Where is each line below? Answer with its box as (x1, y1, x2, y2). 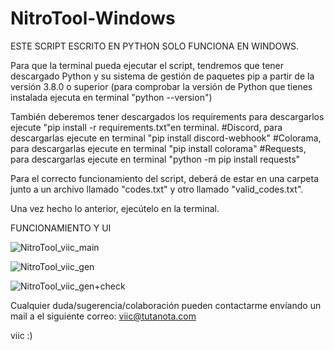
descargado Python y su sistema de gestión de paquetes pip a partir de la (10, 70, 315, 82)
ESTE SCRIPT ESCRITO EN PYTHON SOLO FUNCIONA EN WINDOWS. (10, 40, 300, 52)
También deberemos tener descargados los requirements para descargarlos (10, 110, 325, 122)
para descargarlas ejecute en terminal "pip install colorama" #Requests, (10, 142, 307, 154)
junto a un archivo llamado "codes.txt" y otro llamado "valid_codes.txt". (10, 183, 304, 195)
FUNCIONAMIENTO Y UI (10, 222, 112, 234)
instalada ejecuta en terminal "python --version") (10, 91, 213, 103)
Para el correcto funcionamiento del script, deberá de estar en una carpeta (10, 172, 320, 184)
